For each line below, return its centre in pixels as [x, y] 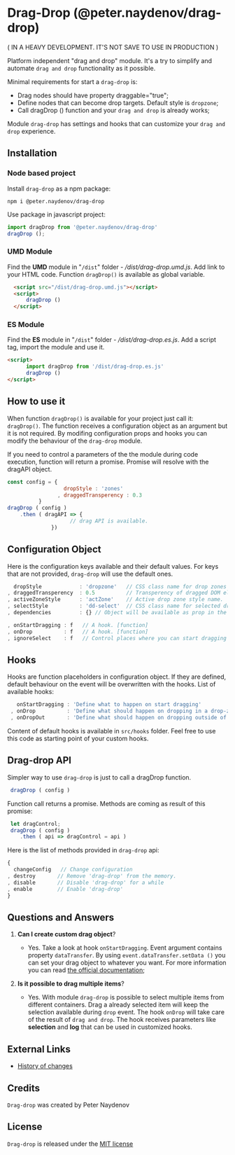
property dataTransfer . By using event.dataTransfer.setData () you [127, 955]
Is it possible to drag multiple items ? [71, 984]
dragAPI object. [30, 469]
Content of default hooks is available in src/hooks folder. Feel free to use [112, 731]
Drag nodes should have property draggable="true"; [93, 95]
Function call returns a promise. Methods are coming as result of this [106, 803]
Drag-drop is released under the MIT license [70, 1144]
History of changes [45, 1066]
